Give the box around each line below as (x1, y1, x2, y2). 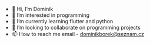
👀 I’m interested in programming (11, 12, 90, 19)
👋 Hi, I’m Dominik (11, 6, 54, 12)
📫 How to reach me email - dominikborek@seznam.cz (11, 31, 145, 37)
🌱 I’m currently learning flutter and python (11, 18, 114, 24)
